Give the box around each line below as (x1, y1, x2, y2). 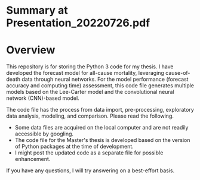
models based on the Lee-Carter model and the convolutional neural (6, 89, 174, 96)
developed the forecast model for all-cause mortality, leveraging (6, 70, 164, 77)
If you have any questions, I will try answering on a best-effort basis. (6, 167, 175, 174)
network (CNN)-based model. (6, 94, 79, 102)
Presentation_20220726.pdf (6, 16, 150, 30)
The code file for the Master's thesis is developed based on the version (14, 137, 190, 144)
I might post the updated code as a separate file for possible (14, 149, 164, 156)
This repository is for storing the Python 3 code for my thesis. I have (6, 63, 174, 70)
